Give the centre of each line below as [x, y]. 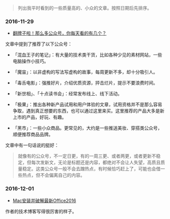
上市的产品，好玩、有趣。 [39, 117]
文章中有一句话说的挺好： [32, 145]
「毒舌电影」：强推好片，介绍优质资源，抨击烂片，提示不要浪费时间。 [85, 83]
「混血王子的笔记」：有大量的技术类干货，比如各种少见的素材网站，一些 [87, 55]
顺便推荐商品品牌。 [33, 134]
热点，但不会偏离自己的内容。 [53, 175]
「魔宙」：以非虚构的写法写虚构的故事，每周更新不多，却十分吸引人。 [85, 72]
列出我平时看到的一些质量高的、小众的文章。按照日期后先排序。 [84, 8]
